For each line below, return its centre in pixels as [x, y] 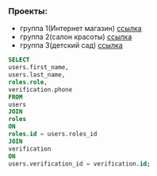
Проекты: [28, 11]
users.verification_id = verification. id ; [79, 164]
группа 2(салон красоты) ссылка [76, 37]
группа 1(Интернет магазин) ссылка [80, 29]
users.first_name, [38, 68]
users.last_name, [37, 75]
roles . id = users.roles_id [53, 134]
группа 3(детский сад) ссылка [71, 45]
